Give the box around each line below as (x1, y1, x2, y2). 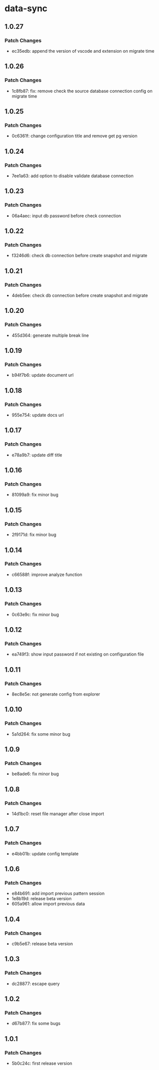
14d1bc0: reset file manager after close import (11, 811, 104, 817)
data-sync (4, 3, 48, 14)
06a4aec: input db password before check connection (11, 213, 121, 219)
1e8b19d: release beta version (11, 896, 72, 902)
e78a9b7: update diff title (11, 452, 62, 458)
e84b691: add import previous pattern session (11, 890, 105, 896)
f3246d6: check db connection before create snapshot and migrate (11, 252, 147, 259)
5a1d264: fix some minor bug (11, 731, 71, 737)
